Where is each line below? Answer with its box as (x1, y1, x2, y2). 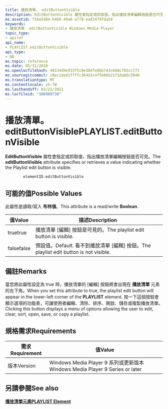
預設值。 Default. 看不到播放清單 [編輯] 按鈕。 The (35, 242, 151, 249)
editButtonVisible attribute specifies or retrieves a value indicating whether (5, 159, 161, 165)
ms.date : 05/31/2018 (5, 63, 48, 68)
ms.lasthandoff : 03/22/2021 (5, 86, 64, 92)
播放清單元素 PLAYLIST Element (5, 398, 71, 404)
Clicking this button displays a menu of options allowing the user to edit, (5, 305, 154, 312)
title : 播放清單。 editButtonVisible (5, 7, 80, 13)
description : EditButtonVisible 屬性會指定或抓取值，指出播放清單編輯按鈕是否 (5, 12, 156, 17)
